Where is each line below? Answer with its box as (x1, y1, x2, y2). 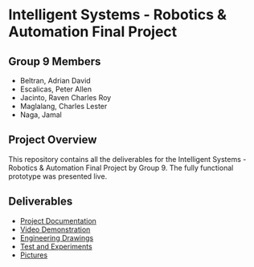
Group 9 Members (8, 55, 101, 68)
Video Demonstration (19, 225, 91, 234)
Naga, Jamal (19, 110, 62, 119)
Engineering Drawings (19, 233, 94, 242)
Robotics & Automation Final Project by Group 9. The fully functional (8, 163, 234, 172)
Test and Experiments (19, 241, 92, 251)
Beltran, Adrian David (19, 76, 91, 85)
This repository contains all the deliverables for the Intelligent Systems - (8, 154, 247, 164)
